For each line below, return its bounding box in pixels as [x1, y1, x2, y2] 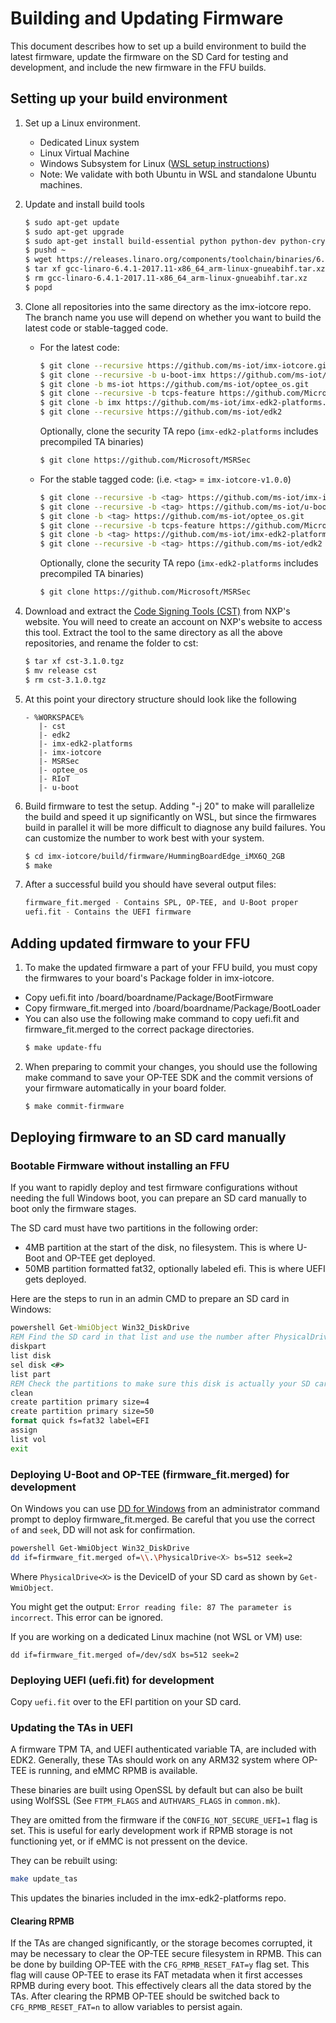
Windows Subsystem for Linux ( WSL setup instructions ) [39, 157, 270, 169]
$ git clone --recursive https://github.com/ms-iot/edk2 [39, 407, 283, 417]
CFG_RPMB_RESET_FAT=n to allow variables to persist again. [10, 2001, 243, 2013]
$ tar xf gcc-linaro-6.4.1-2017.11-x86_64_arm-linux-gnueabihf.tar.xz [24, 264, 326, 274]
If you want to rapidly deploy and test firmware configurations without [10, 1182, 298, 1194]
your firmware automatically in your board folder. [24, 1082, 227, 1094]
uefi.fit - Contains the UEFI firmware [24, 907, 192, 917]
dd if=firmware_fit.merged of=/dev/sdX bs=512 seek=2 [10, 1650, 240, 1660]
